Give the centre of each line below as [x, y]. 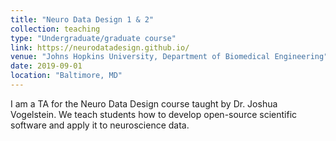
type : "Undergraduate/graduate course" [93, 38]
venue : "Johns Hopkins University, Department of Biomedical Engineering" [169, 57]
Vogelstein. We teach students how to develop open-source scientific [154, 114]
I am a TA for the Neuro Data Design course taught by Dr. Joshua [144, 103]
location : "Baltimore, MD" [66, 76]
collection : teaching [55, 29]
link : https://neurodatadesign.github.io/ [100, 47]
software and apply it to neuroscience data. [100, 125]
